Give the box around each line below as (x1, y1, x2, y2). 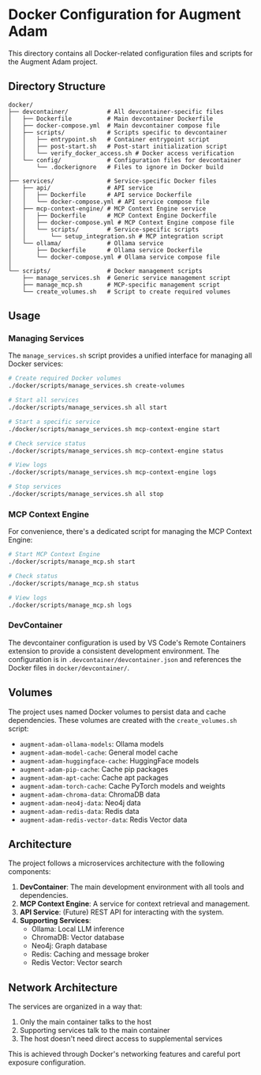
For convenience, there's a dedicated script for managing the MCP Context (8, 527, 252, 536)
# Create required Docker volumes (8, 374, 122, 383)
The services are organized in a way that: (8, 1002, 143, 1012)
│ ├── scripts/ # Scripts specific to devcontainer (8, 128, 227, 136)
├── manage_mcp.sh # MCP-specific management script (22, 281, 221, 289)
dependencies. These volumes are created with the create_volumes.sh (8, 715, 237, 725)
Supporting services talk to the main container (19, 1026, 170, 1035)
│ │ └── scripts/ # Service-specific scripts (8, 225, 199, 233)
